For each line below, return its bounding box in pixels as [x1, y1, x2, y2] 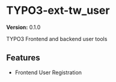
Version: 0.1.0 [6, 24, 41, 31]
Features [6, 52, 40, 63]
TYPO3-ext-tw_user [6, 4, 110, 17]
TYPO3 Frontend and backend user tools [6, 35, 108, 42]
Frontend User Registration [14, 69, 82, 76]
